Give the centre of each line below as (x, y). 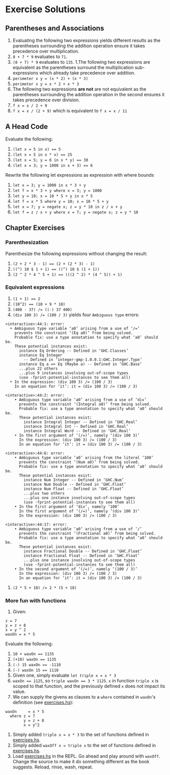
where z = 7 (23, 716)
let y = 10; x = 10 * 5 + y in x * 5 (53, 196)
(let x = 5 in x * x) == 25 (42, 155)
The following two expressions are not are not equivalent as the (79, 89)
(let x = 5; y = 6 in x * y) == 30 (50, 160)
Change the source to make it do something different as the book (81, 762)
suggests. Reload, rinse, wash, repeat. (53, 767)
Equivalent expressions (35, 287)
